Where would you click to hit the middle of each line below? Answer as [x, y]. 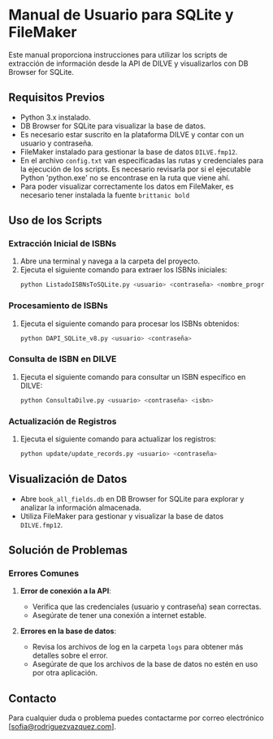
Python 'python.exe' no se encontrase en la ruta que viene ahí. [125, 177]
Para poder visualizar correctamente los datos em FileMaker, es [127, 186]
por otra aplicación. [65, 673]
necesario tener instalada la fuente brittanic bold [105, 195]
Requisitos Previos [57, 98]
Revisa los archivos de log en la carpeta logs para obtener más [138, 647]
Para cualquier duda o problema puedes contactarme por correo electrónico [136, 718]
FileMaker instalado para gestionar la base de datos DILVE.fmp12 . [129, 151]
